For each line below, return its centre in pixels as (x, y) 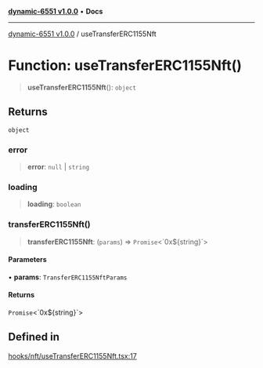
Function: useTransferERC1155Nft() (125, 66)
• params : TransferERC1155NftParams (68, 277)
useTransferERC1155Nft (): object (82, 87)
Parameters (27, 260)
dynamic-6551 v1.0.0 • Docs (56, 11)
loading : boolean (54, 204)
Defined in (34, 337)
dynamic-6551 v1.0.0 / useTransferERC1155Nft (82, 34)
